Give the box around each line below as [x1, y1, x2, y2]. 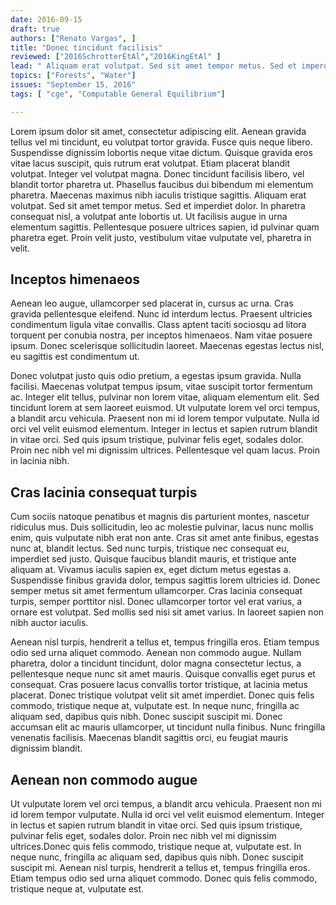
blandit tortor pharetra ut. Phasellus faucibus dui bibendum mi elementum [10, 178, 314, 190]
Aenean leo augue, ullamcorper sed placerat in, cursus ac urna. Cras [10, 297, 294, 310]
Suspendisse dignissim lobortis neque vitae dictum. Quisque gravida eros [10, 146, 313, 158]
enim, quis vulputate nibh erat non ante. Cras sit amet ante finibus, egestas [10, 532, 320, 544]
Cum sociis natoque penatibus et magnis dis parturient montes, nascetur [10, 511, 310, 523]
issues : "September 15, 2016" [10, 80, 137, 90]
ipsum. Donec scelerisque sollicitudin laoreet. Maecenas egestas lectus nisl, [10, 340, 325, 352]
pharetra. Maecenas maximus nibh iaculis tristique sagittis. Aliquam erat [10, 189, 307, 201]
